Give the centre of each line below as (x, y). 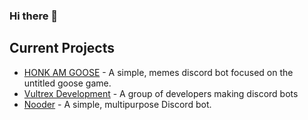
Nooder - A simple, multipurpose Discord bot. (117, 104)
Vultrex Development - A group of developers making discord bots (161, 93)
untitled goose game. (67, 83)
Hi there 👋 (34, 16)
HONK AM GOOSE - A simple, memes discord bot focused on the (158, 72)
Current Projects (62, 48)
